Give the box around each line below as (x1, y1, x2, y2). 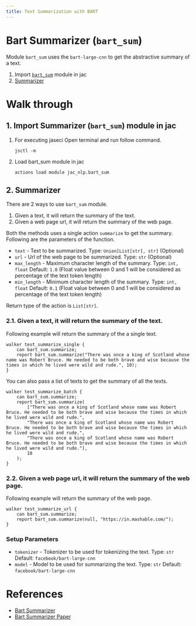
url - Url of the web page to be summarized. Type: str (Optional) (14, 253, 172, 261)
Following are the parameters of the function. (6, 236, 115, 243)
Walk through (6, 97, 73, 111)
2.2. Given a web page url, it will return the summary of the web (6, 474, 190, 482)
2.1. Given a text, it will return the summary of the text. (6, 317, 163, 325)
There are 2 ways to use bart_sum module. (6, 200, 108, 208)
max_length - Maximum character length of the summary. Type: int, (14, 260, 178, 267)
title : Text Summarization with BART (6, 8, 98, 15)
